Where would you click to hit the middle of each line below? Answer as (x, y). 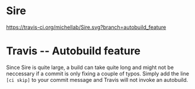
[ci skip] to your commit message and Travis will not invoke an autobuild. (97, 80)
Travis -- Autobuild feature (73, 51)
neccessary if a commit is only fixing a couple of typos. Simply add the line (98, 73)
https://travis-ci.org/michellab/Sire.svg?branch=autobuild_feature (86, 27)
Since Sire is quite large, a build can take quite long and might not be (90, 67)
